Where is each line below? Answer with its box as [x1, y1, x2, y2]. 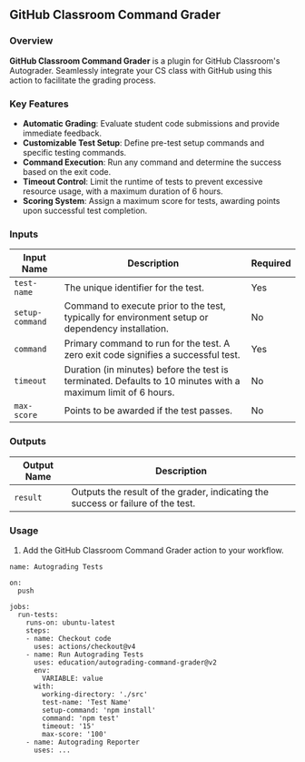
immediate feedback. [22, 127, 103, 138]
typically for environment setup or [64, 311, 209, 324]
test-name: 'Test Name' [42, 697, 132, 706]
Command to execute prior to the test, [64, 300, 226, 312]
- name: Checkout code [25, 634, 112, 643]
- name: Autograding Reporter [25, 737, 141, 747]
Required [251, 257, 291, 269]
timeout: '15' [42, 721, 95, 731]
